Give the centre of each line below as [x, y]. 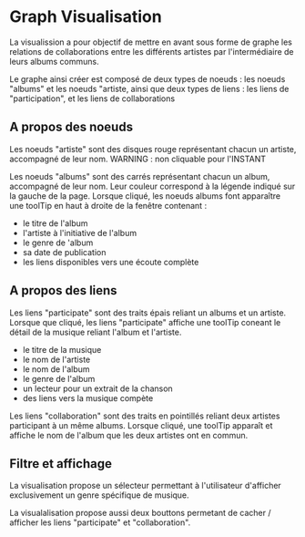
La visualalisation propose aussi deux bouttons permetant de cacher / [140, 513]
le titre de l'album [55, 223]
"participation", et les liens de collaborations [92, 98]
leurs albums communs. [55, 61]
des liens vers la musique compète [88, 398]
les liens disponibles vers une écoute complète [111, 262]
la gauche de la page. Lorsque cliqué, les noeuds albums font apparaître [145, 196]
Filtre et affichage [61, 464]
